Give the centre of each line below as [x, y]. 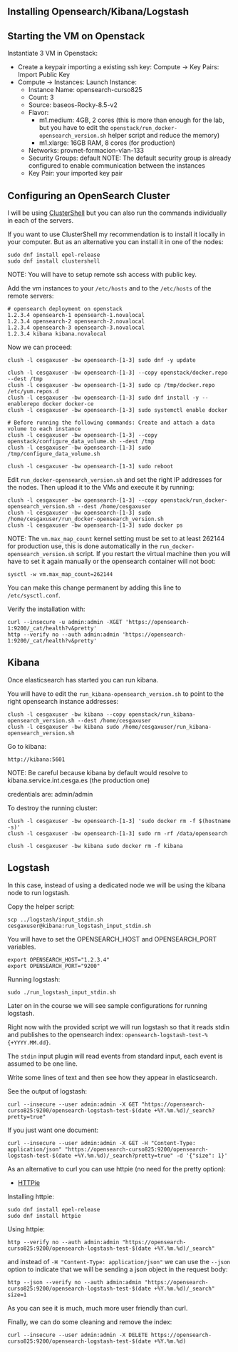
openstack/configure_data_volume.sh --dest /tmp [81, 442]
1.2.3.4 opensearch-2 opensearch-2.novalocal [76, 322]
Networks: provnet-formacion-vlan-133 [86, 151]
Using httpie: [26, 1229]
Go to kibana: [27, 746]
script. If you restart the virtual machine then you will [153, 554]
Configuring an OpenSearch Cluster [89, 196]
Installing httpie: [31, 1196]
